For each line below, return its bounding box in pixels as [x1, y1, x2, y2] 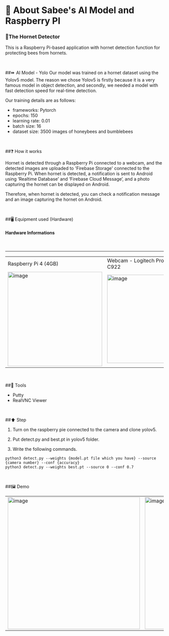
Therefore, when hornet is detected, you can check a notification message [5, 191, 160, 197]
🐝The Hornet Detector [5, 33, 60, 40]
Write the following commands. [12, 446, 77, 452]
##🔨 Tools [5, 382, 27, 388]
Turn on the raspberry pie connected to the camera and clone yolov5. [12, 426, 157, 432]
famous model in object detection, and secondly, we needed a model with [5, 83, 158, 89]
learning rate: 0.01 [12, 118, 50, 124]
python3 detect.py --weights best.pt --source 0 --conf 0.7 [5, 464, 134, 469]
